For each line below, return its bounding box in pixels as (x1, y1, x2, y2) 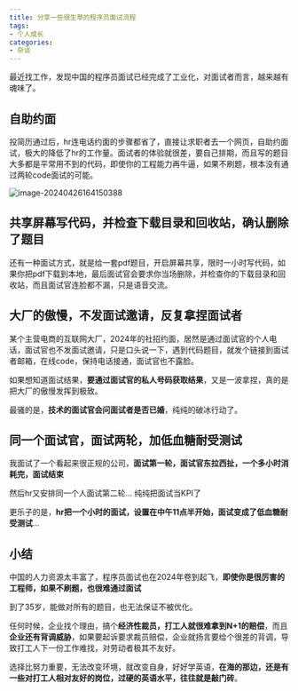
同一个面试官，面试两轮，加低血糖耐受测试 (9, 433, 242, 448)
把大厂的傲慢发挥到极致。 (9, 385, 103, 396)
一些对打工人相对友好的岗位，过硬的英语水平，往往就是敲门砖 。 (9, 672, 242, 684)
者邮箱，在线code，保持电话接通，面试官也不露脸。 (9, 355, 200, 366)
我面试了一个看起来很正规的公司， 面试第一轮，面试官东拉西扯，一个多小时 (9, 458, 281, 469)
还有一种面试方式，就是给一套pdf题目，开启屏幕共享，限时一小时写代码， (9, 257, 278, 267)
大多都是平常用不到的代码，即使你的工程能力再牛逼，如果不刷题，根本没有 (9, 158, 281, 169)
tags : (9, 21, 29, 30)
